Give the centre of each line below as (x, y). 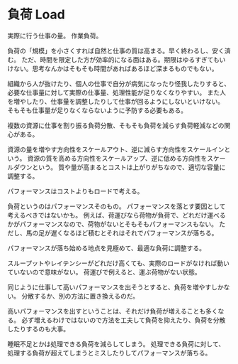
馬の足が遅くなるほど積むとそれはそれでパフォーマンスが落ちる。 (122, 232)
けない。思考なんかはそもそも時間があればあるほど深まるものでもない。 (113, 68)
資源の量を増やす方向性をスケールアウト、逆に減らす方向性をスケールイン (116, 149)
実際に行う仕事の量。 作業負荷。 (55, 36)
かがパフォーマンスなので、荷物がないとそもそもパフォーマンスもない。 (113, 224)
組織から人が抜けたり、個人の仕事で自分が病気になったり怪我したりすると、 (119, 83)
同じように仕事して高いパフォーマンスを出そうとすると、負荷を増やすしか (116, 287)
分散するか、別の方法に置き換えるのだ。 (80, 296)
